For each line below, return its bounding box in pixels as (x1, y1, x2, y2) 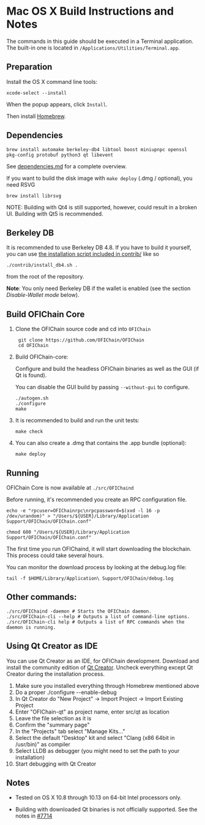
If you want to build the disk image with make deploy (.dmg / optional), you (6, 174, 193, 182)
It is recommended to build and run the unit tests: (15, 417, 140, 424)
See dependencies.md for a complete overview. (6, 162, 127, 170)
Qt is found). (15, 371, 47, 379)
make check (15, 428, 43, 435)
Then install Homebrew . (6, 112, 66, 120)
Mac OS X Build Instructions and (6, 4, 174, 18)
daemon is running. (6, 624, 56, 630)
